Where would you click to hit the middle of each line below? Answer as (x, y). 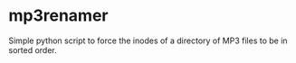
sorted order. (33, 49)
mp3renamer (58, 16)
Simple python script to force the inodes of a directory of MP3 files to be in (148, 40)
